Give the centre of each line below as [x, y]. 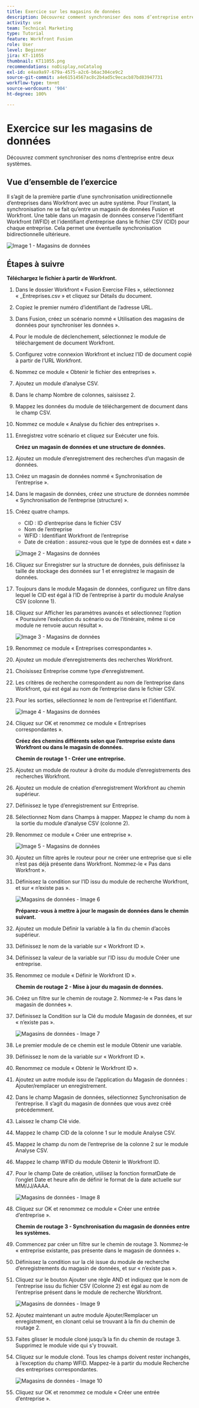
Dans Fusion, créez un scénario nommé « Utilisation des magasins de [100, 319]
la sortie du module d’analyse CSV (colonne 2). [72, 823]
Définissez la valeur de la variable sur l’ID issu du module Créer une [97, 958]
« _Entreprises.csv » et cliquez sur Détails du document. [84, 296]
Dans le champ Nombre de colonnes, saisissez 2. [75, 395]
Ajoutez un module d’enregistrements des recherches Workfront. [94, 660]
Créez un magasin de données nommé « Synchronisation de [89, 476]
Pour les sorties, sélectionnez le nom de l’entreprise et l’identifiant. [96, 700]
